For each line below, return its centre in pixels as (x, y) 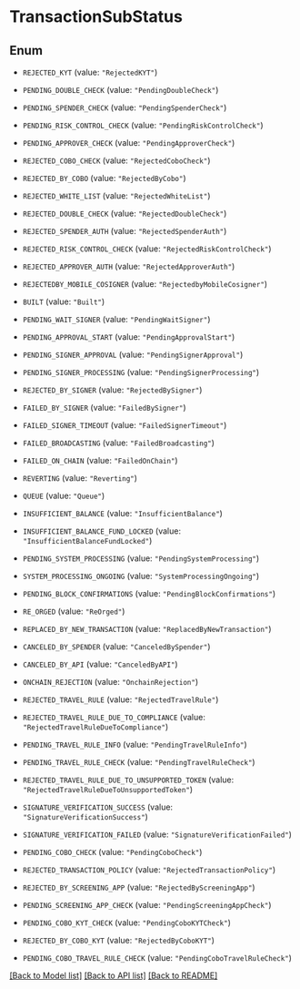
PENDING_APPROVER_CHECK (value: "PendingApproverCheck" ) (129, 143)
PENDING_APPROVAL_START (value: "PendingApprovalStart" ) (129, 337)
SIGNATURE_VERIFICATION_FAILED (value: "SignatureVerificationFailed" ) (157, 834)
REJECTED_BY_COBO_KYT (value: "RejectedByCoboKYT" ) (119, 940)
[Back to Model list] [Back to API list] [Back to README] (114, 975)
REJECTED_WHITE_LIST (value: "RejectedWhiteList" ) (116, 196)
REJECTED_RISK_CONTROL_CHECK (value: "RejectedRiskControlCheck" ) (147, 249)
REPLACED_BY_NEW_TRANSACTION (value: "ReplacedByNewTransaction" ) (147, 629)
